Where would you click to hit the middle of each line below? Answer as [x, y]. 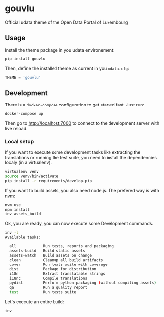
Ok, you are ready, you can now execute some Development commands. [79, 223]
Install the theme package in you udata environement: [60, 50]
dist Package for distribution [53, 269]
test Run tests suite [43, 292]
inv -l [12, 233]
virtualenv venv [22, 172]
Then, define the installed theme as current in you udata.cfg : [67, 68]
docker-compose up [24, 114]
